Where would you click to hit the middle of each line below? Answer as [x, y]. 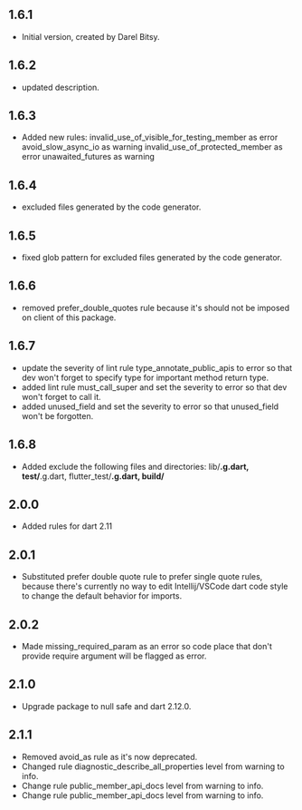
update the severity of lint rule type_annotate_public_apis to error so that [157, 367]
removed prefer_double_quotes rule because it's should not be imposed [156, 307]
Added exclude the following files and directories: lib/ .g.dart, [135, 466]
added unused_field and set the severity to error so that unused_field [150, 406]
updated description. [61, 87]
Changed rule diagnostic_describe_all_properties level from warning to [153, 766]
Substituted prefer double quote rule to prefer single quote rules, [142, 577]
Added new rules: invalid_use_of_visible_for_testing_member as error [150, 137]
